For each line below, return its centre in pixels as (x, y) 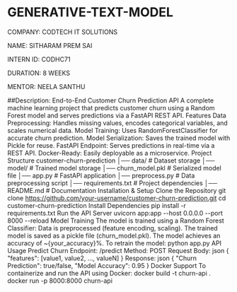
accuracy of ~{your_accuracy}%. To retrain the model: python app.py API (114, 243)
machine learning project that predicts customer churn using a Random (111, 107)
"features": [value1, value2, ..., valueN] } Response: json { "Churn (102, 258)
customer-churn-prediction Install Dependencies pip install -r (97, 205)
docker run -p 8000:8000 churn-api (60, 281)
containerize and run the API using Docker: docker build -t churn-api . (109, 273)
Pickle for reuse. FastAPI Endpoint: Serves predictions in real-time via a (111, 145)
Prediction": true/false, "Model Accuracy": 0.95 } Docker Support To (107, 265)
